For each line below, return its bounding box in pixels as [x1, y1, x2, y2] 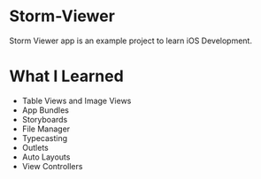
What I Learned [9, 66, 124, 86]
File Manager [21, 123, 71, 134]
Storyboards [21, 114, 68, 124]
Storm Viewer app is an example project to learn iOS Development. [9, 35, 252, 46]
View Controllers [21, 160, 83, 171]
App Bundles [21, 104, 69, 116]
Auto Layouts [21, 152, 71, 162]
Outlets [21, 142, 49, 153]
